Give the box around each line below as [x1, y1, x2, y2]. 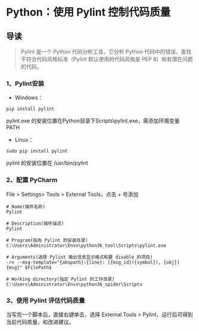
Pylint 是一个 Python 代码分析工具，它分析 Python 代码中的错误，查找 [20, 48, 192, 55]
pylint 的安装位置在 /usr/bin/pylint [6, 160, 88, 167]
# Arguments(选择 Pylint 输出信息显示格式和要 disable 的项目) [6, 254, 153, 260]
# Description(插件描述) [6, 220, 64, 226]
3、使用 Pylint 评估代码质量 [6, 296, 85, 305]
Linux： [14, 136, 34, 143]
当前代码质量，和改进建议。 [6, 318, 74, 326]
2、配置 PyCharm [6, 176, 58, 184]
